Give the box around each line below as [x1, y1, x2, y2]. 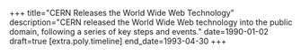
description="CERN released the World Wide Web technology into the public [9, 17, 293, 27]
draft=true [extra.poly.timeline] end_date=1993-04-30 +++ [9, 35, 227, 46]
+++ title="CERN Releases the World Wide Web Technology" [9, 8, 235, 18]
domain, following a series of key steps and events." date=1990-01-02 [9, 27, 270, 36]
